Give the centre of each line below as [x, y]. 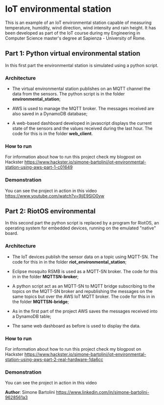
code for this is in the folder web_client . [52, 134]
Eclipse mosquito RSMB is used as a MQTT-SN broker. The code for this [85, 271]
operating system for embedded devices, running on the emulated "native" [81, 228]
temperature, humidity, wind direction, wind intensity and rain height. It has [81, 27]
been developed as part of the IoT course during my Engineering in [73, 33]
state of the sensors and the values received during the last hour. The [82, 129]
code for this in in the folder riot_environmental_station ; [69, 262]
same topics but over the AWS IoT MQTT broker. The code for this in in [83, 296]
